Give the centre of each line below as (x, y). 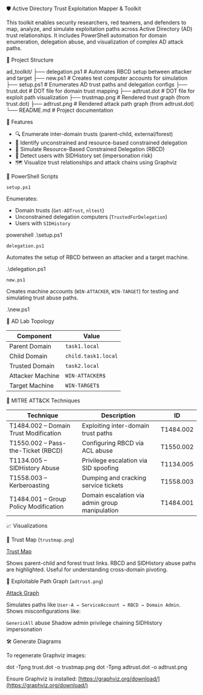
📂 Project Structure (30, 60)
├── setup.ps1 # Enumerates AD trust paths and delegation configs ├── (97, 84)
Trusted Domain (32, 366)
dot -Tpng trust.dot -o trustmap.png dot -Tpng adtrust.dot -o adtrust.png (97, 667)
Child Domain (28, 356)
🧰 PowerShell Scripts (32, 176)
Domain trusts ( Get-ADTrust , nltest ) (60, 210)
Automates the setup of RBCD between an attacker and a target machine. (98, 257)
